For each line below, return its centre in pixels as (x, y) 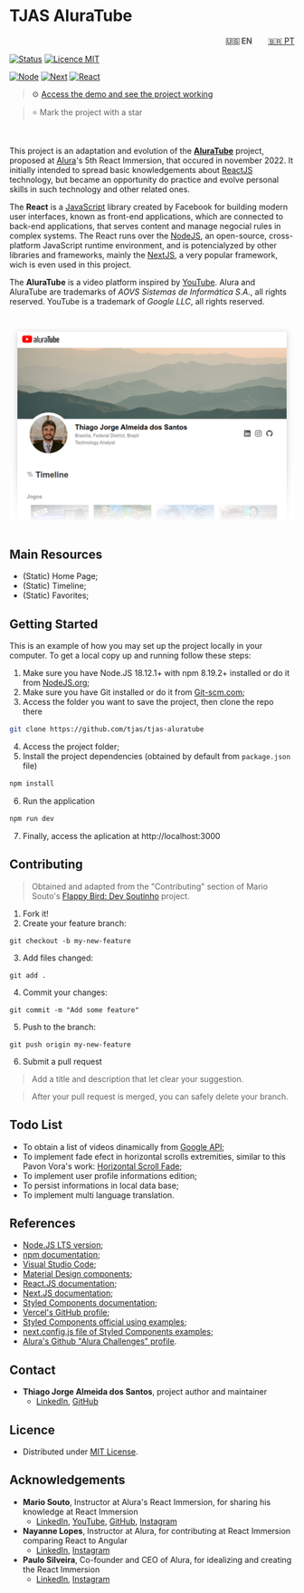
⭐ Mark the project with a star (87, 112)
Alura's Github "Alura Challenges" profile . (100, 1341)
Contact (33, 1370)
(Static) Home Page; (60, 576)
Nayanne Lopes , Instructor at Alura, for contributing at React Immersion (157, 1530)
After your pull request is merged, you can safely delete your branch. (160, 1096)
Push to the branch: (59, 1027)
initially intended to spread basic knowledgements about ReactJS (131, 169)
